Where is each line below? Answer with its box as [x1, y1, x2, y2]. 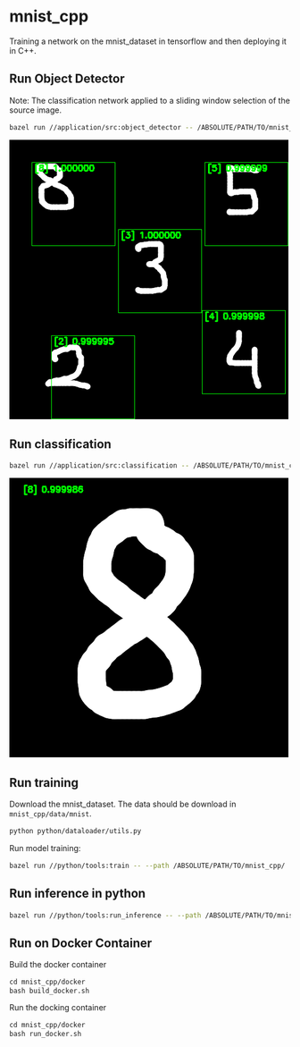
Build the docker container [9, 959, 107, 970]
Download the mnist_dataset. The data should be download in [9, 798, 237, 810]
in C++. [9, 45, 37, 55]
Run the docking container [9, 1002, 107, 1013]
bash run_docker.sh [9, 1030, 82, 1039]
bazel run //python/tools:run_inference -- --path [9, 910, 202, 920]
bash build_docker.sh [9, 986, 90, 996]
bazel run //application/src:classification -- [9, 461, 190, 470]
